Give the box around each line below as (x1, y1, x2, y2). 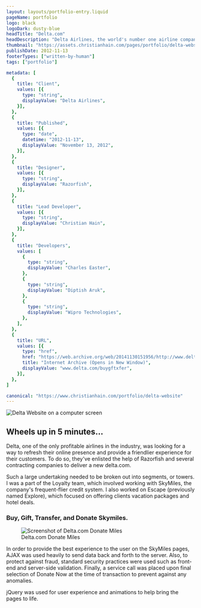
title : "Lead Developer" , (17, 203, 82, 210)
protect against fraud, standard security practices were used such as (6, 558, 176, 565)
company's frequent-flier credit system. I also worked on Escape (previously (6, 486, 195, 493)
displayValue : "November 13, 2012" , (22, 142, 114, 148)
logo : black (6, 20, 36, 26)
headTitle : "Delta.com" (6, 31, 66, 37)
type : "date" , (22, 131, 58, 137)
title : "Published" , (17, 120, 68, 126)
